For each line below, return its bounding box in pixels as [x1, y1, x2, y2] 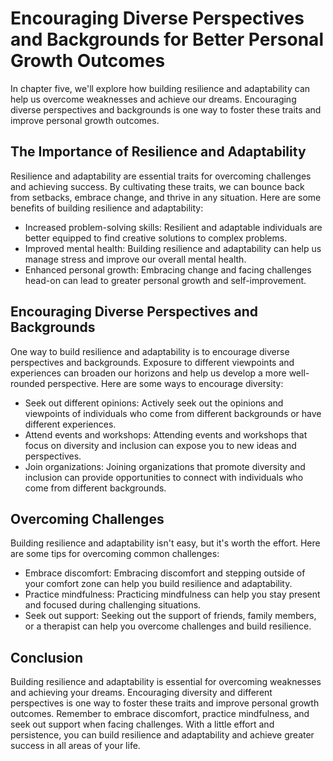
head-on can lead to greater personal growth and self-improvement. [24, 274, 307, 286]
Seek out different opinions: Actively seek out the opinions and [24, 397, 284, 409]
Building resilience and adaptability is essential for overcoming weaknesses [10, 676, 322, 688]
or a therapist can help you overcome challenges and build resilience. [24, 620, 312, 632]
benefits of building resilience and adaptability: [10, 202, 204, 214]
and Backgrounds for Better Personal [10, 28, 324, 51]
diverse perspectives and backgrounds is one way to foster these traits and [10, 103, 322, 116]
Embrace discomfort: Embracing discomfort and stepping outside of [24, 567, 306, 579]
